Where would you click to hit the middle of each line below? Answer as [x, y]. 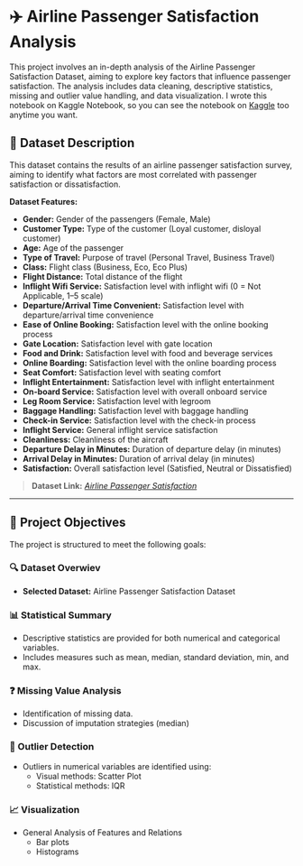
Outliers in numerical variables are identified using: [117, 766]
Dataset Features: [44, 201]
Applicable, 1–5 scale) [63, 295]
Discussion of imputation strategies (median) [106, 723]
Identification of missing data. [78, 714]
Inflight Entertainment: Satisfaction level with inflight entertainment [148, 382]
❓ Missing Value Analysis [65, 691]
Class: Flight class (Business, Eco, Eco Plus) [105, 267]
